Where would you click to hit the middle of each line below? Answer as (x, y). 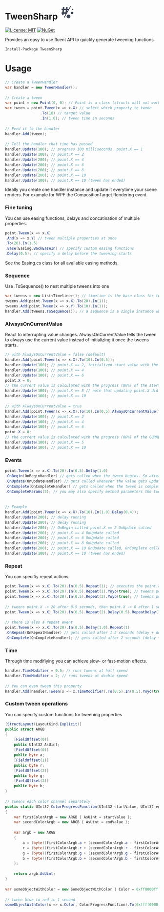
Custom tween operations (37, 704)
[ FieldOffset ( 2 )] (31, 771)
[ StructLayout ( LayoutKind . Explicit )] (43, 724)
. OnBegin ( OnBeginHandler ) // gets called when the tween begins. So (76, 476)
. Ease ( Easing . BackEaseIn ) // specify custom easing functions (70, 249)
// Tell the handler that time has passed (49, 144)
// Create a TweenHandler (31, 82)
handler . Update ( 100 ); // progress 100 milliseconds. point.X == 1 (74, 149)
